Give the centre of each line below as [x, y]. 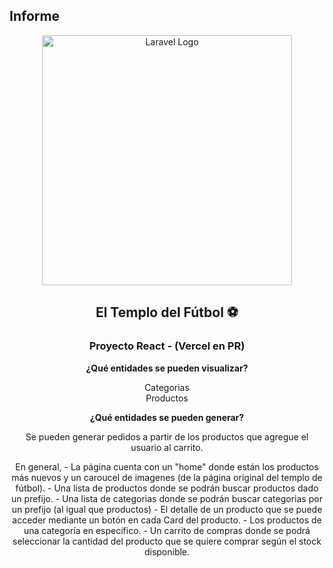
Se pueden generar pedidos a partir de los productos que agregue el [167, 436]
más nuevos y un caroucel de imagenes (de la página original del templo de [167, 477]
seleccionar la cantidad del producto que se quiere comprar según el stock [167, 541]
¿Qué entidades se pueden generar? [167, 417]
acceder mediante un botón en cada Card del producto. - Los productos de [167, 520]
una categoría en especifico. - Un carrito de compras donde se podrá [167, 530]
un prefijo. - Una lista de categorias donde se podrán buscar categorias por [167, 498]
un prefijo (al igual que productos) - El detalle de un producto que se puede [167, 509]
